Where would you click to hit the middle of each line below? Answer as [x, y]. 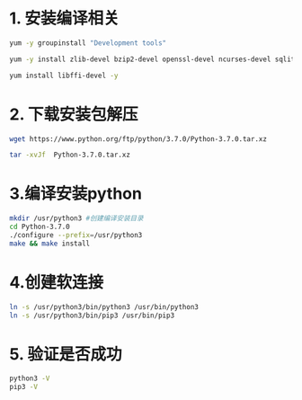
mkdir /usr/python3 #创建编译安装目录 [76, 218]
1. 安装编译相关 [64, 18]
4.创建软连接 [57, 282]
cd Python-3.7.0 [40, 227]
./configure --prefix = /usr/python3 [76, 235]
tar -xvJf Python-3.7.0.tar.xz [70, 155]
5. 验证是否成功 [66, 354]
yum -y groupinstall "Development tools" [88, 43]
